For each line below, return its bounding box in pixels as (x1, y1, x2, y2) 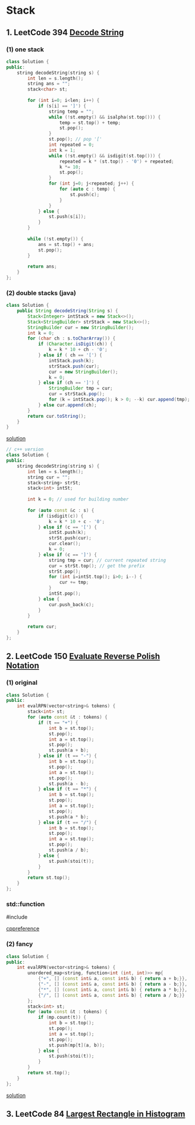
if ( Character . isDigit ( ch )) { (37, 341, 113, 347)
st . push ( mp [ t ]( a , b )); (48, 1042, 105, 1048)
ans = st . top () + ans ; (37, 241, 95, 247)
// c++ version (6, 446, 44, 453)
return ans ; (27, 263, 58, 270)
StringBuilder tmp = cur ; (48, 386, 113, 391)
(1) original (6, 679, 37, 687)
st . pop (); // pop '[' (48, 136, 102, 142)
